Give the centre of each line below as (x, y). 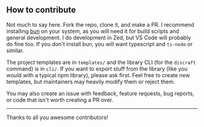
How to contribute (41, 10)
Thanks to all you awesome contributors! (57, 117)
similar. (15, 50)
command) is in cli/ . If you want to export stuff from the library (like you (97, 69)
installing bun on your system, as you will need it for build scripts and (93, 31)
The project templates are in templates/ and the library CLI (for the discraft (101, 62)
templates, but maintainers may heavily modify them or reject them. (91, 81)
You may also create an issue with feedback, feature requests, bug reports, (100, 93)
